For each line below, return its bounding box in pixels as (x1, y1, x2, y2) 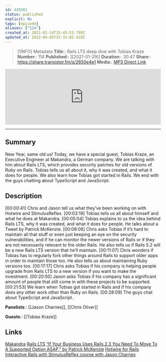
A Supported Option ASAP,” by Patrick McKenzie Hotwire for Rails (5, 346, 139, 352)
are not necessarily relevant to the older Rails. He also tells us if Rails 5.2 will (5, 242, 161, 248)
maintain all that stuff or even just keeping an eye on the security (5, 231, 137, 237)
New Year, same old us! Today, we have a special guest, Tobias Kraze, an (5, 151, 155, 157)
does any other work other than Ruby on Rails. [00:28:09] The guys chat (5, 289, 153, 295)
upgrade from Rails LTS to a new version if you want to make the (5, 268, 137, 274)
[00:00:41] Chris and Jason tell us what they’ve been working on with (5, 205, 147, 211)
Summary (5, 138, 36, 147)
